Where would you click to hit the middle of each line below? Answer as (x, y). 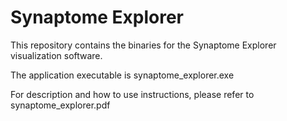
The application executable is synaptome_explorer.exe (122, 75)
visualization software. (56, 55)
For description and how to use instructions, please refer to (132, 94)
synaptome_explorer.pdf (60, 105)
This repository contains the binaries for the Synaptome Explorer (143, 45)
